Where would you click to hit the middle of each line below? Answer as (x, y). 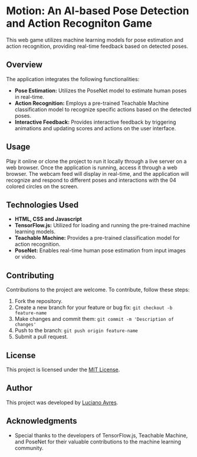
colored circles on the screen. (42, 186)
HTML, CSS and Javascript (48, 219)
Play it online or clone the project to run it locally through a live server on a (96, 161)
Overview (24, 65)
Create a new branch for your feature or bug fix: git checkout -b (93, 308)
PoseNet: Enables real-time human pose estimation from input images (100, 250)
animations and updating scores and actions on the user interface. (95, 128)
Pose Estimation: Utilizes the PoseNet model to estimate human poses (101, 91)
